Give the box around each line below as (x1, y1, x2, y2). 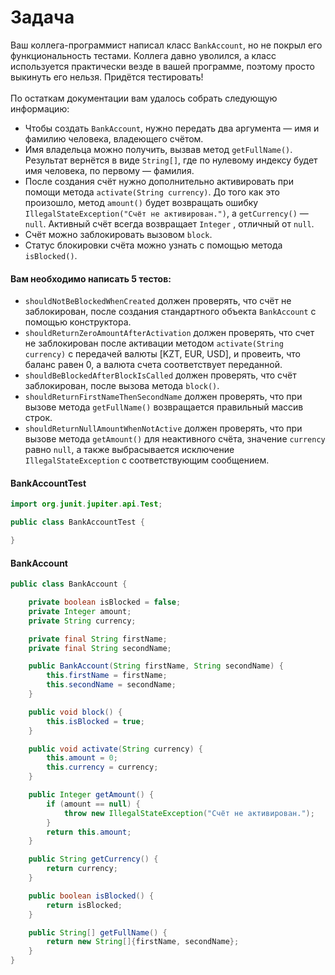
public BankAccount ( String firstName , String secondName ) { (28, 661, 284, 671)
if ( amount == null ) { (46, 799, 141, 809)
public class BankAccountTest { (10, 517, 145, 528)
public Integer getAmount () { (28, 790, 155, 800)
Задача (10, 6, 75, 29)
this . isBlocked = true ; (46, 716, 145, 726)
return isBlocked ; (46, 900, 123, 910)
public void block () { (28, 707, 123, 717)
